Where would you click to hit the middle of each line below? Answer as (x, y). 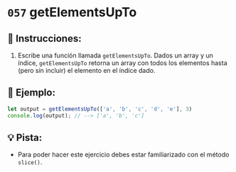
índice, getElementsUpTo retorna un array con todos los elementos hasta (122, 63)
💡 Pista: (25, 138)
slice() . (30, 162)
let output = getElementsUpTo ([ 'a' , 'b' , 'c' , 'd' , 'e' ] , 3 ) (100, 109)
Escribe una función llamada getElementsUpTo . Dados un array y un (115, 55)
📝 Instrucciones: (44, 39)
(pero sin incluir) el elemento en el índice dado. (86, 70)
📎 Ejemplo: (31, 93)
